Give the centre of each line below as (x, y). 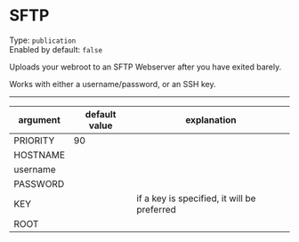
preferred (156, 209)
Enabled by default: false (56, 49)
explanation (211, 119)
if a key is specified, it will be (196, 198)
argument (39, 119)
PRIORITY (34, 141)
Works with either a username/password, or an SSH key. (113, 84)
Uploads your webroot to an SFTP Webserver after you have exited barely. (145, 67)
